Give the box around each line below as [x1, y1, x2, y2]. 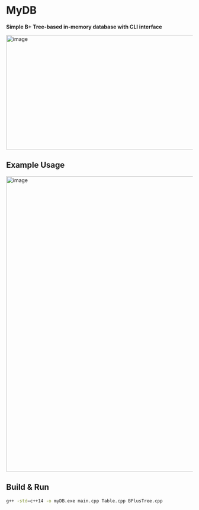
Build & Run [6, 482, 49, 492]
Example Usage [6, 160, 65, 170]
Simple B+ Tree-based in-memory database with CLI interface [6, 23, 162, 30]
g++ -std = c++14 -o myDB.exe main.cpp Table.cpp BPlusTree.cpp [6, 498, 163, 504]
